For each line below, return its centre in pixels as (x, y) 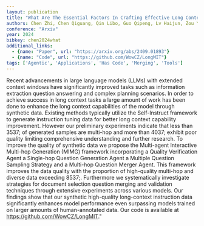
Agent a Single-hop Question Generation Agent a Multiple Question (90, 158)
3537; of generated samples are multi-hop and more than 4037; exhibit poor (102, 132)
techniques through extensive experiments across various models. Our (95, 190)
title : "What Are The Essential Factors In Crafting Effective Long (95, 18)
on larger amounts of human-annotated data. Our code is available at (93, 210)
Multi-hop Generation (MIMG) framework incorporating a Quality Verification (102, 151)
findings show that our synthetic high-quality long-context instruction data (100, 197)
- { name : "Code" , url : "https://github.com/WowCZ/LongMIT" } (89, 57)
